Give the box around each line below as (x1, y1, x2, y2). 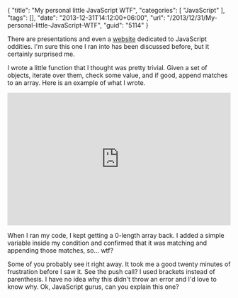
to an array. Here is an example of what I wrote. (7, 79, 146, 87)
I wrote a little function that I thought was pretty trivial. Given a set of (7, 64, 208, 71)
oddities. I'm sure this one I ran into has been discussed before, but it (7, 42, 210, 50)
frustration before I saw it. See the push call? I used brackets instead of (7, 268, 216, 275)
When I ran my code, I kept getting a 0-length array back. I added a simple (7, 231, 225, 239)
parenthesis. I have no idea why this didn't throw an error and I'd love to (7, 275, 217, 283)
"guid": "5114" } (103, 21, 149, 29)
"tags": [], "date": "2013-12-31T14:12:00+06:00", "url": (7, 13, 166, 22)
